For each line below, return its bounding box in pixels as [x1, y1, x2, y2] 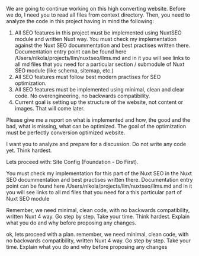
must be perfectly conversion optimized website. [6, 129, 126, 136]
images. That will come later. [14, 105, 85, 112]
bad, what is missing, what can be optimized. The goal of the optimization [6, 123, 187, 129]
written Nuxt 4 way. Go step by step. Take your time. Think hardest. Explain [6, 213, 190, 220]
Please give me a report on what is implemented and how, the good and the [6, 116, 191, 124]
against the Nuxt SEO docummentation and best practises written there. [14, 42, 191, 49]
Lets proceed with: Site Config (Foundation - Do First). [6, 159, 139, 165]
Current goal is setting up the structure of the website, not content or [14, 99, 184, 106]
